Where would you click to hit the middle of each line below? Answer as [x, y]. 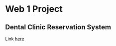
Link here [15, 39]
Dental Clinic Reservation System [58, 27]
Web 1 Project [34, 9]
